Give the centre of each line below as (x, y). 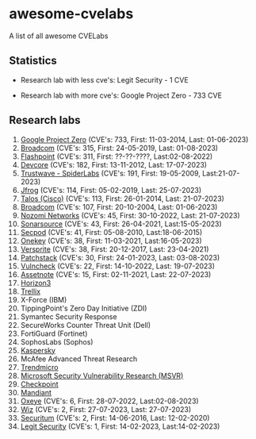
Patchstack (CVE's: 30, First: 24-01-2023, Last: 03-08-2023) (120, 257)
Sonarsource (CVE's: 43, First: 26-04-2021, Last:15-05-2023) (121, 224)
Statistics (33, 61)
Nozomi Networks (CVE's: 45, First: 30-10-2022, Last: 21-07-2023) (130, 215)
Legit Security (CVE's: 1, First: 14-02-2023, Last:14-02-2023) (120, 426)
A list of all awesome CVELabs (59, 36)
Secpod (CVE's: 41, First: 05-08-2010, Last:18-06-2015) (111, 232)
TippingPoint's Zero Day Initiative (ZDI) (84, 308)
